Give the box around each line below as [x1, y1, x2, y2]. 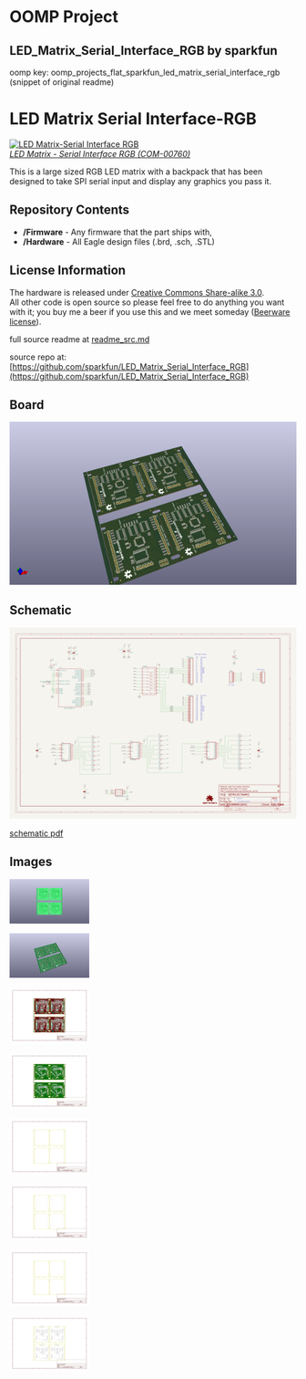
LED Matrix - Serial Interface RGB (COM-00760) [9, 148, 191, 159]
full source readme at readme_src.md [9, 333, 150, 344]
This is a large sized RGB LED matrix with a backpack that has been [9, 166, 263, 177]
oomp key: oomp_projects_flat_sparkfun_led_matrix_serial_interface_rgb [9, 67, 280, 78]
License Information [9, 263, 126, 278]
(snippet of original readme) [9, 77, 115, 88]
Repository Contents [9, 203, 130, 218]
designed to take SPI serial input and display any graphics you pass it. [9, 175, 271, 186]
